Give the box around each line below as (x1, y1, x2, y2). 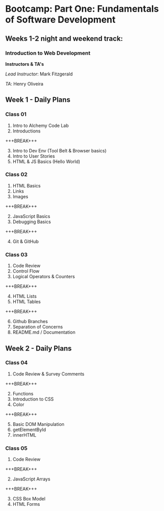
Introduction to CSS (12, 396, 54, 402)
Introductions (12, 128, 41, 134)
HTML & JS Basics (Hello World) (12, 158, 80, 165)
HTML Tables (12, 299, 41, 305)
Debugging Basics (12, 219, 51, 225)
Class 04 (5, 359, 28, 366)
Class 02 (5, 171, 28, 178)
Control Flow (12, 268, 40, 274)
